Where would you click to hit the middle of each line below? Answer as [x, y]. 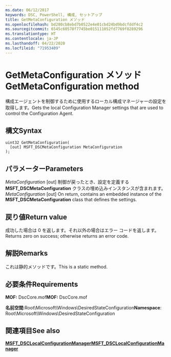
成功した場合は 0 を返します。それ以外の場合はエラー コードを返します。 [82, 230]
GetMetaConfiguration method [72, 86]
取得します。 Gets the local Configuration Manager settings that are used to [84, 108]
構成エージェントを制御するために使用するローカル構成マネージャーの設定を [86, 101]
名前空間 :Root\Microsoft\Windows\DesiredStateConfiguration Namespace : [83, 307]
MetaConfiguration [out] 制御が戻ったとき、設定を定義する [67, 182]
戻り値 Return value [36, 217]
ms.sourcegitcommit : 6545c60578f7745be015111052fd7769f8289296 [74, 29]
